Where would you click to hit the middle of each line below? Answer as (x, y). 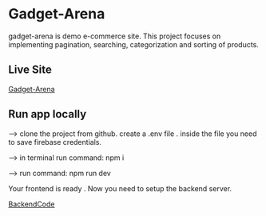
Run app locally (48, 114)
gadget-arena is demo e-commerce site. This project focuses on (115, 36)
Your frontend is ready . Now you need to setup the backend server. (120, 188)
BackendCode (32, 204)
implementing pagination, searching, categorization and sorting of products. (134, 44)
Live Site (30, 70)
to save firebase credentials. (55, 142)
